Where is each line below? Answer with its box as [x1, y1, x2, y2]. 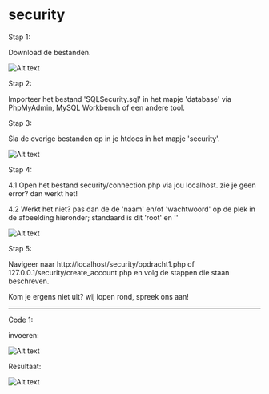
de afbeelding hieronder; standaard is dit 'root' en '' [8, 212, 179, 222]
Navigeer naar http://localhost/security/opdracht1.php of [8, 259, 195, 269]
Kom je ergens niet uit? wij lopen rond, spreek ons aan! [8, 291, 190, 301]
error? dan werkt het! [8, 188, 78, 198]
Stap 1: [8, 32, 30, 42]
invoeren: [8, 330, 40, 340]
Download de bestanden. [8, 47, 91, 57]
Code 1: [8, 315, 34, 324]
